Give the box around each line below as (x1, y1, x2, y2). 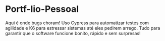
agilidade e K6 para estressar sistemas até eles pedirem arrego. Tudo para (5, 25, 160, 31)
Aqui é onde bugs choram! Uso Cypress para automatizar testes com (5, 20, 149, 26)
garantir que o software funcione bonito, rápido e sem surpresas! (5, 30, 141, 36)
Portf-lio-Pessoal (5, 3, 79, 15)
